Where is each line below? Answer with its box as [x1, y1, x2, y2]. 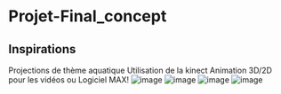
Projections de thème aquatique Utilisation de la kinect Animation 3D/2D [8, 65, 273, 75]
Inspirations [8, 42, 76, 57]
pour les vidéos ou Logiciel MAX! [8, 74, 130, 85]
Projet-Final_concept [8, 6, 167, 27]
